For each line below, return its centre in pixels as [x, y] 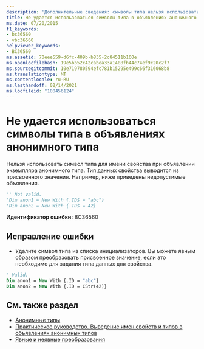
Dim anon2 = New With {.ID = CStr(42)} [57, 286]
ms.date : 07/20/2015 [32, 23]
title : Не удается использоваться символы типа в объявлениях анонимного [102, 18]
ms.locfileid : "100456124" [40, 91]
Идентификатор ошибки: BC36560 [52, 217]
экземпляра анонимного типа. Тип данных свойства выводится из [93, 170]
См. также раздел [42, 306]
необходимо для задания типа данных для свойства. [84, 264]
